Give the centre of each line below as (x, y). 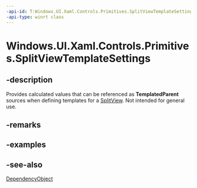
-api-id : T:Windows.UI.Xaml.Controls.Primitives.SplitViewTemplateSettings (101, 11)
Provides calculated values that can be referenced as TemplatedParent (92, 94)
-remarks (23, 124)
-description (29, 80)
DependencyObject (30, 179)
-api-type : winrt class (35, 17)
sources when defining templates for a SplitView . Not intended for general (95, 100)
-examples (26, 145)
